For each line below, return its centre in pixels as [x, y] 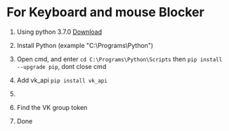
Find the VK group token [52, 107]
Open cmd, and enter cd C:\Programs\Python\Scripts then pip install [119, 59]
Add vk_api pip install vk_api [62, 80]
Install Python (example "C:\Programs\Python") [85, 45]
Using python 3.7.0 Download [59, 32]
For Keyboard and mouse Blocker [105, 12]
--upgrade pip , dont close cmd [61, 66]
